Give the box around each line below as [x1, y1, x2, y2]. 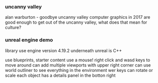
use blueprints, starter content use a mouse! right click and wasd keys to [5, 57, 150, 63]
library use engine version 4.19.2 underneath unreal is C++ [5, 47, 122, 54]
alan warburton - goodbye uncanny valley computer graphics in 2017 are [5, 14, 150, 20]
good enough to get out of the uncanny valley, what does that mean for [5, 19, 147, 25]
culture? [5, 25, 22, 30]
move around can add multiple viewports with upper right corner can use [5, 62, 151, 68]
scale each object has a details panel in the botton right [5, 72, 116, 78]
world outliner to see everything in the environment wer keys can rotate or [5, 67, 153, 73]
